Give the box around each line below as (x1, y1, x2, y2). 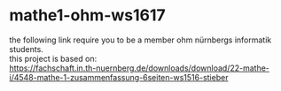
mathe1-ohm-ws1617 (9, 5, 166, 26)
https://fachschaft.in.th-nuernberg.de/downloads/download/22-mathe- (9, 63, 270, 73)
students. (9, 43, 44, 54)
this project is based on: (9, 53, 98, 64)
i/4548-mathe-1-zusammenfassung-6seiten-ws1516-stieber (9, 72, 229, 82)
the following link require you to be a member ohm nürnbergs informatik (9, 34, 272, 45)
